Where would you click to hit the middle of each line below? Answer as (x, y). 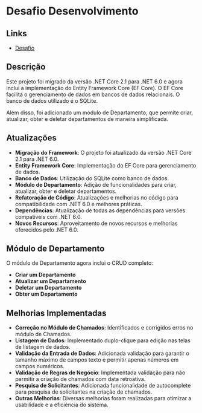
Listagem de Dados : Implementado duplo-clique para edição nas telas (103, 340)
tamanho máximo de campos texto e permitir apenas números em (97, 360)
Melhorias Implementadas (56, 313)
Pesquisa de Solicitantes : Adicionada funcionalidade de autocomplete (103, 386)
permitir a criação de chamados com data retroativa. (80, 379)
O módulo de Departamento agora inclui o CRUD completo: (80, 263)
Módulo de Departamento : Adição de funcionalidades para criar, (96, 184)
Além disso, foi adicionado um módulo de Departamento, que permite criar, (99, 112)
